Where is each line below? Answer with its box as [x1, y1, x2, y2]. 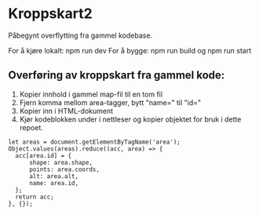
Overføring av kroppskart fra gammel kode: [8, 68, 225, 82]
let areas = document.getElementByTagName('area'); [8, 138, 181, 146]
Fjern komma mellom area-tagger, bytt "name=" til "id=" [19, 97, 202, 107]
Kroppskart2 [8, 5, 93, 23]
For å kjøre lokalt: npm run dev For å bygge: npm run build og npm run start [8, 46, 252, 55]
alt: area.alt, [28, 172, 79, 180]
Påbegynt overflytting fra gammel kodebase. [8, 31, 153, 40]
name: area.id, [28, 179, 79, 187]
